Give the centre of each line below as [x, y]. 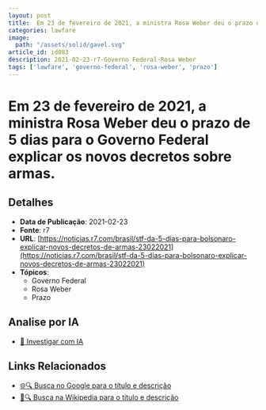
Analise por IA [44, 323]
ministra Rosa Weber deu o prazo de [129, 123]
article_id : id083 [38, 52]
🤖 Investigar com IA [51, 341]
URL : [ [30, 238]
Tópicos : [34, 272]
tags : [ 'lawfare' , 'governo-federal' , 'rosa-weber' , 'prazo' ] [113, 67]
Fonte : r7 [34, 230]
